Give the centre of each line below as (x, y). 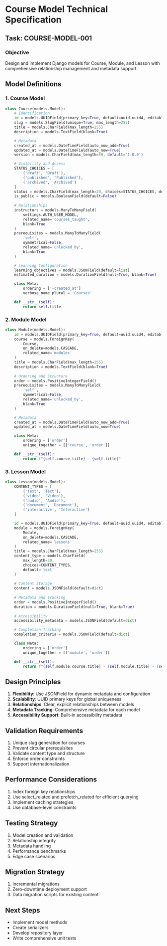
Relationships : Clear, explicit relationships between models (73, 705)
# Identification (32, 113)
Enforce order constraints (39, 758)
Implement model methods (40, 922)
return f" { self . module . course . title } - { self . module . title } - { (91, 666)
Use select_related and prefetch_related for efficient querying (76, 797)
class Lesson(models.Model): (35, 482)
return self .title (42, 307)
